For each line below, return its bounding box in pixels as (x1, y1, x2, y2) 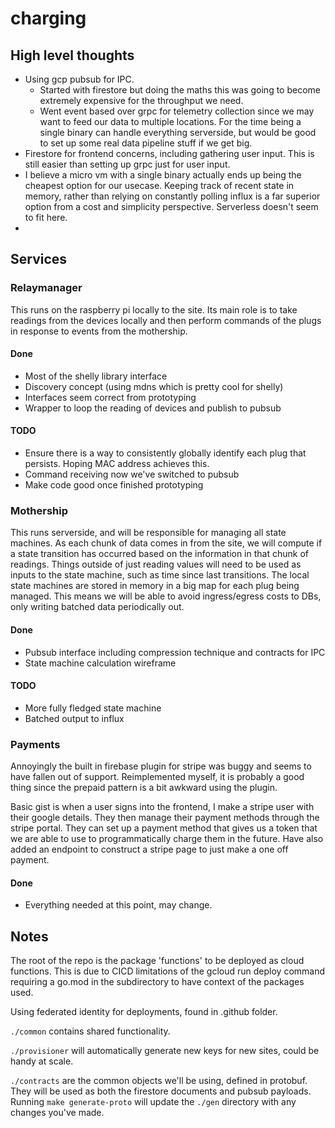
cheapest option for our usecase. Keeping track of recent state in (24, 180, 295, 191)
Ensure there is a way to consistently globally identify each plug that (24, 447, 307, 459)
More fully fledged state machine (24, 702, 162, 714)
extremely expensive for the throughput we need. (39, 95, 244, 106)
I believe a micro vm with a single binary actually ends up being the (24, 169, 302, 181)
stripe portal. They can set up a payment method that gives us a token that (10, 822, 318, 834)
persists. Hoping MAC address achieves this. (24, 458, 210, 470)
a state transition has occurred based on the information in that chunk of (10, 548, 309, 560)
